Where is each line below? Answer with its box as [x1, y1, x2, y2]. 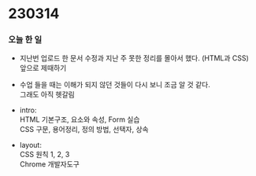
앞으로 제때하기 [19, 64, 67, 73]
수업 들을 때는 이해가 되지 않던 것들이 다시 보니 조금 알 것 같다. [19, 80, 210, 90]
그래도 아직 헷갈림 [19, 90, 75, 99]
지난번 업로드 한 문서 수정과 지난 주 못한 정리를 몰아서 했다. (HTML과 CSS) [19, 53, 250, 63]
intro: [19, 105, 37, 115]
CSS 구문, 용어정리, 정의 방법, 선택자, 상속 [19, 125, 149, 134]
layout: [19, 141, 42, 150]
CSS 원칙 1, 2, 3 [19, 150, 70, 159]
